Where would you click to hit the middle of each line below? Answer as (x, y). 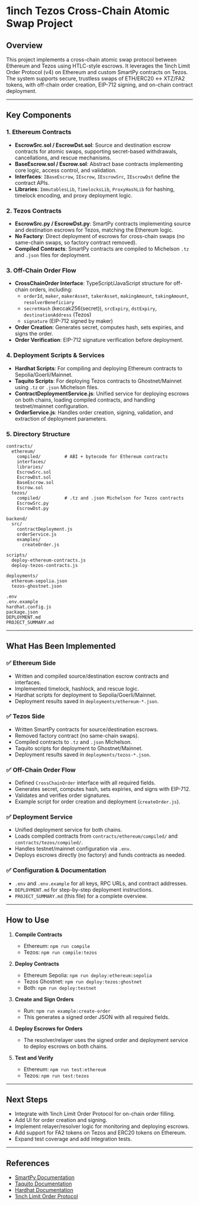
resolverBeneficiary (49, 303)
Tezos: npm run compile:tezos (60, 952)
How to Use (28, 920)
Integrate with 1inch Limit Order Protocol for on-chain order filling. (95, 1114)
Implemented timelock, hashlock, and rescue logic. (77, 688)
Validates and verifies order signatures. (62, 796)
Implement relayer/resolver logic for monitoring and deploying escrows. (102, 1126)
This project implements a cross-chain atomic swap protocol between (91, 60)
